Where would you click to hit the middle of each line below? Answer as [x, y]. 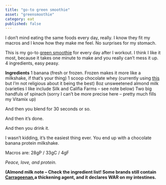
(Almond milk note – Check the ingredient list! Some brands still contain [81, 172]
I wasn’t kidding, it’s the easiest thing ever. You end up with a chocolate [79, 138]
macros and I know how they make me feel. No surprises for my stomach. [81, 43]
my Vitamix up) [21, 99]
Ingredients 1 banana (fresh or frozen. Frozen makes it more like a [73, 73]
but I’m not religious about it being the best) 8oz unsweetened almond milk [82, 84]
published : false [23, 24]
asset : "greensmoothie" [30, 14]
